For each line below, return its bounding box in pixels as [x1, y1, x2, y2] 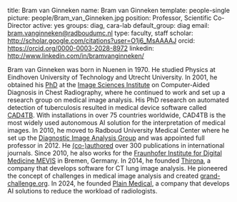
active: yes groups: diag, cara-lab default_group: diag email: [32, 21, 210, 29]
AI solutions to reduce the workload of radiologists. [7, 187, 158, 195]
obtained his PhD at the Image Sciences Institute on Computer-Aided [7, 81, 211, 89]
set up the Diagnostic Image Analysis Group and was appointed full [7, 133, 205, 142]
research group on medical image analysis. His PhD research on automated [7, 96, 230, 104]
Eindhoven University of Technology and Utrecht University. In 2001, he [7, 73, 218, 81]
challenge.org [7, 179, 49, 188]
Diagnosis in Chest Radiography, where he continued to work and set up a [7, 89, 226, 96]
